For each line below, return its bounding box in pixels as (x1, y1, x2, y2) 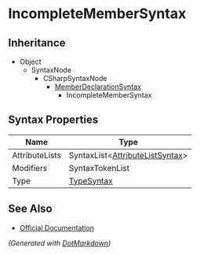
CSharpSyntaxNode (42, 74, 107, 83)
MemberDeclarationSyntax (54, 82, 142, 91)
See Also (8, 202, 53, 216)
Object (19, 57, 42, 66)
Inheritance (8, 36, 66, 50)
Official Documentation (19, 223, 94, 232)
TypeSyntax (68, 175, 113, 186)
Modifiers (12, 162, 48, 173)
